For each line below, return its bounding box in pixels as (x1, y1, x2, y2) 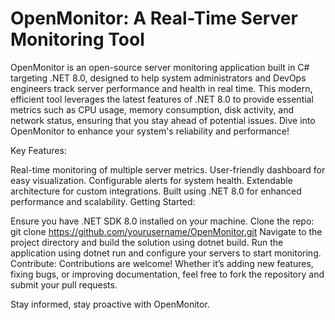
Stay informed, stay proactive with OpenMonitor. (10, 298, 210, 310)
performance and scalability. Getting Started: (10, 195, 196, 207)
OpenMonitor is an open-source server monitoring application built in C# (10, 61, 310, 73)
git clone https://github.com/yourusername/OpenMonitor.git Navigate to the (10, 225, 323, 237)
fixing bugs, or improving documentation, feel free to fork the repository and (10, 268, 325, 280)
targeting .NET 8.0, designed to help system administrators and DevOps (10, 72, 307, 84)
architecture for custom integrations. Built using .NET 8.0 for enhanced (10, 185, 302, 197)
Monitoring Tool (10, 28, 145, 51)
